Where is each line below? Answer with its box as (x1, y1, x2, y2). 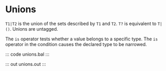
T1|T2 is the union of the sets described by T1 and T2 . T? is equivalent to (5, 20, 157, 27)
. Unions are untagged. (10, 26, 58, 32)
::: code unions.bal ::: (5, 51, 50, 57)
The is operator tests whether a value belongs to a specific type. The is (5, 36, 158, 42)
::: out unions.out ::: (5, 61, 46, 67)
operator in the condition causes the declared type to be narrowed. (5, 41, 147, 47)
